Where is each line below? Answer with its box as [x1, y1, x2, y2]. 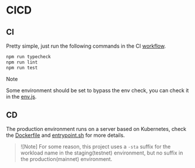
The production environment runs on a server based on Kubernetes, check [6, 126, 186, 133]
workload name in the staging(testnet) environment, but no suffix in [20, 149, 183, 156]
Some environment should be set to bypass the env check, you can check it [6, 86, 189, 94]
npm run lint [6, 59, 38, 65]
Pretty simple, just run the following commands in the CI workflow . [6, 42, 166, 49]
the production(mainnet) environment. [20, 156, 112, 163]
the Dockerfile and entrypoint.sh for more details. [6, 132, 125, 139]
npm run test [6, 65, 38, 70]
